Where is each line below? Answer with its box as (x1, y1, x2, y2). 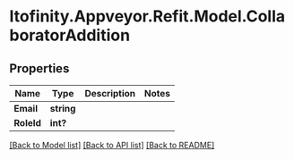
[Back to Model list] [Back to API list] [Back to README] (9, 140, 215, 150)
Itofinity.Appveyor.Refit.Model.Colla (9, 6, 285, 27)
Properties (9, 61, 70, 76)
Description (84, 88, 136, 99)
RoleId (13, 117, 42, 129)
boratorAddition (9, 25, 131, 46)
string (49, 103, 76, 114)
